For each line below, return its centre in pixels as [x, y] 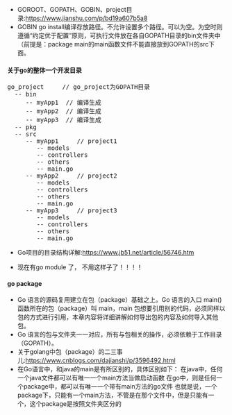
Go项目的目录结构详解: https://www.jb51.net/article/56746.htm [106, 253]
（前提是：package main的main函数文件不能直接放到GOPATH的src [113, 44]
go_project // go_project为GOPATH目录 [79, 87]
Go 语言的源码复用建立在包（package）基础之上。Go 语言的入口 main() [119, 300]
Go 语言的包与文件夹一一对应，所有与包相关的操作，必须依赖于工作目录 [119, 334]
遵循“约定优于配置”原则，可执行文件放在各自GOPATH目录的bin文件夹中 [119, 35]
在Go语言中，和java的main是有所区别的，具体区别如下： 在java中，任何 [120, 369]
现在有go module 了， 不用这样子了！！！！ [80, 267]
